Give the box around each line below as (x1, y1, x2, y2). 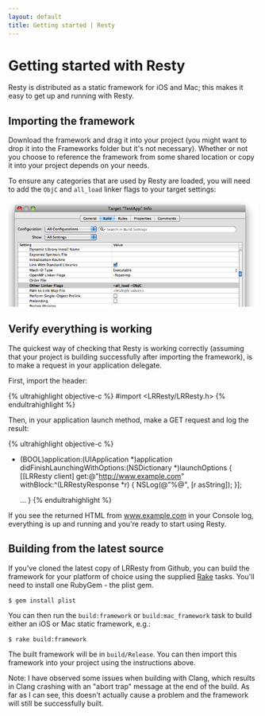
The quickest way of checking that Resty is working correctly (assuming (8, 343, 244, 353)
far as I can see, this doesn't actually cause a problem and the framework (8, 690, 248, 699)
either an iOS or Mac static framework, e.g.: (8, 619, 151, 628)
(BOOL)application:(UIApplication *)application (19, 454, 173, 464)
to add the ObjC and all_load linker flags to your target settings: (8, 185, 217, 194)
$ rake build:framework (8, 635, 87, 644)
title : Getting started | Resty (8, 21, 115, 29)
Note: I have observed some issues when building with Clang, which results (8, 673, 255, 683)
